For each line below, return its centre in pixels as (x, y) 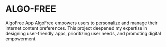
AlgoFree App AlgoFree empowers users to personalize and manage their (81, 23)
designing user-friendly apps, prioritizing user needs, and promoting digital (83, 33)
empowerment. (21, 39)
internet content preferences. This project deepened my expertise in (76, 28)
